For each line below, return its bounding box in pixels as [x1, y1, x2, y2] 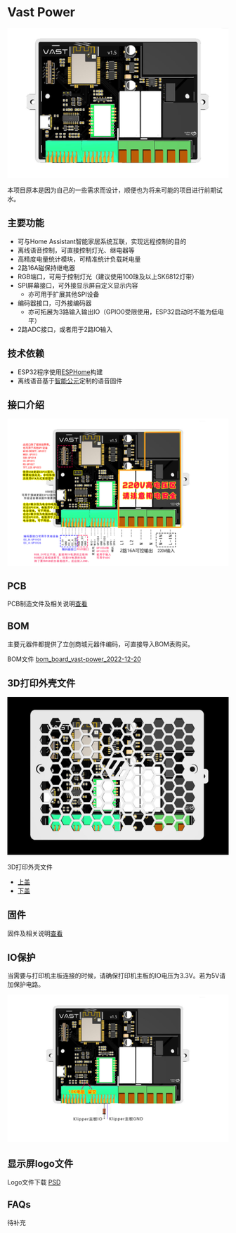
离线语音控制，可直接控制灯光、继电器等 [17, 245, 135, 254]
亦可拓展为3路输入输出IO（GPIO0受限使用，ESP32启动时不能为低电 [27, 307, 224, 316]
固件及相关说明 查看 [7, 929, 63, 938]
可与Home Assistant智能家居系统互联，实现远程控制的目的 [17, 237, 187, 245]
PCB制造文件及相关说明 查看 [7, 599, 88, 608]
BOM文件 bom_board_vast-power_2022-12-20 [7, 655, 142, 663]
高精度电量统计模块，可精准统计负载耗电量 [17, 255, 141, 263]
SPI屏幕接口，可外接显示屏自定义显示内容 [17, 281, 138, 289]
